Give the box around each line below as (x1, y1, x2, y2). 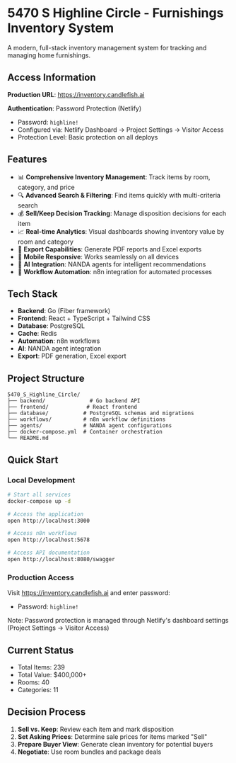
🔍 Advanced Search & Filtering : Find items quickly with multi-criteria (17, 191, 221, 199)
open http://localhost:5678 (7, 536, 90, 543)
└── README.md (7, 434, 49, 442)
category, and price (17, 183, 76, 191)
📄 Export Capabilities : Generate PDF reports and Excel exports (17, 244, 202, 253)
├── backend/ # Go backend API (7, 397, 141, 405)
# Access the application (7, 510, 83, 518)
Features (7, 154, 47, 166)
